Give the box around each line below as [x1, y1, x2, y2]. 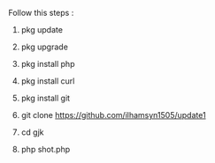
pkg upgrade [20, 41, 68, 52]
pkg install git [20, 93, 71, 103]
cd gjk [20, 127, 44, 137]
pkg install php [20, 59, 75, 69]
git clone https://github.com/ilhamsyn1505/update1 [20, 110, 206, 120]
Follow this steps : [8, 8, 74, 18]
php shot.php [20, 144, 71, 154]
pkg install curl [20, 76, 75, 86]
